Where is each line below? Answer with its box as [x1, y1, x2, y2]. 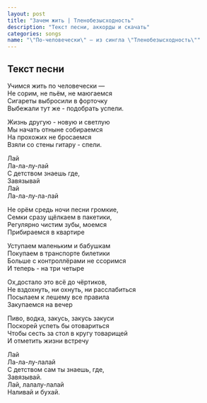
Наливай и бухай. [7, 387, 60, 396]
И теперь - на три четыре [7, 264, 85, 272]
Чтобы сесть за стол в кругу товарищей [7, 329, 129, 337]
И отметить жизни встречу [7, 337, 90, 345]
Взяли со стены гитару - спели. [7, 140, 102, 148]
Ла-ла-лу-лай [7, 161, 49, 170]
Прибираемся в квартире [7, 228, 85, 236]
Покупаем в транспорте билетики [7, 249, 110, 257]
